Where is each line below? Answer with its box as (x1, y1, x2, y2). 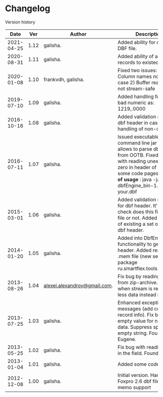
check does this (117, 208, 154, 215)
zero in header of (117, 164, 157, 171)
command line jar (117, 139, 157, 146)
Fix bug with (117, 343, 146, 350)
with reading (117, 158, 147, 164)
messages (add (117, 305, 153, 312)
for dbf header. (117, 202, 152, 209)
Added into (117, 235, 143, 241)
